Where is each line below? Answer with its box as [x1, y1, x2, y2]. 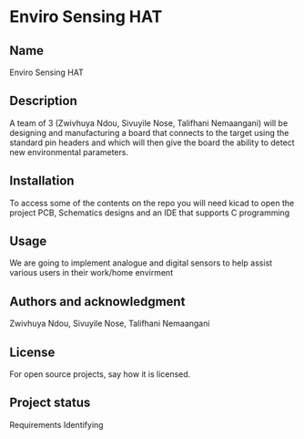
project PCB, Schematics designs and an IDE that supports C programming [9, 207, 290, 218]
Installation [9, 173, 75, 189]
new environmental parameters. [9, 146, 129, 157]
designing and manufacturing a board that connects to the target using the [9, 127, 289, 138]
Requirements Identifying [9, 419, 104, 430]
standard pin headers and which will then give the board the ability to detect [9, 137, 295, 148]
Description [9, 93, 77, 109]
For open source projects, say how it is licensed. [9, 369, 191, 380]
